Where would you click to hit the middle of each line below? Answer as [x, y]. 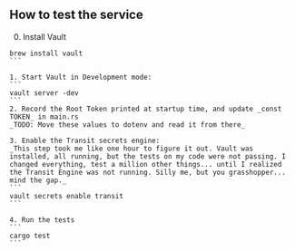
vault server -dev [44, 93]
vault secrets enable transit [67, 196]
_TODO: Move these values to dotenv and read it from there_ [128, 125]
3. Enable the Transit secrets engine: [85, 140]
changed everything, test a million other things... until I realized [146, 164]
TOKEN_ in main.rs [44, 117]
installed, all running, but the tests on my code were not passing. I [147, 156]
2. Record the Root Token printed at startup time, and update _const [146, 109]
